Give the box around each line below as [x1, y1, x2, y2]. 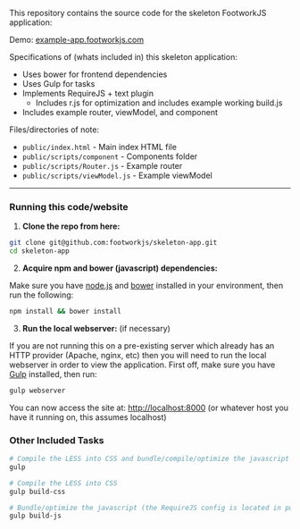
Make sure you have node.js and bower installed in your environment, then [9, 281, 284, 291]
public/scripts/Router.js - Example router [21, 161, 183, 171]
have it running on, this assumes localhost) [9, 411, 167, 423]
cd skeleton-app [9, 247, 70, 256]
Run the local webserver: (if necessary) [21, 323, 171, 333]
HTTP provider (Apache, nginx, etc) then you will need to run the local [9, 349, 267, 360]
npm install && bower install [9, 307, 122, 316]
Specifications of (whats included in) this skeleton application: [9, 52, 238, 62]
